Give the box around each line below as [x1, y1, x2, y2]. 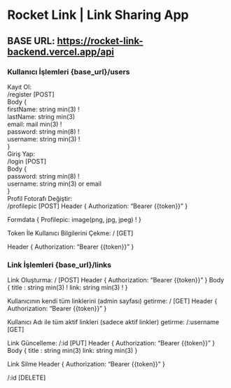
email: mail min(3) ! [7, 120, 62, 128]
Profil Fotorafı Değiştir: [7, 194, 72, 202]
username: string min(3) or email [7, 179, 101, 188]
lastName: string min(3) [7, 112, 76, 120]
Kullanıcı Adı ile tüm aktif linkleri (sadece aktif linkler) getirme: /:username [7, 318, 219, 326]
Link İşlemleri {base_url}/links [7, 260, 112, 270]
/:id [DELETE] [7, 373, 46, 382]
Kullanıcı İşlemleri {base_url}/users [7, 67, 130, 76]
